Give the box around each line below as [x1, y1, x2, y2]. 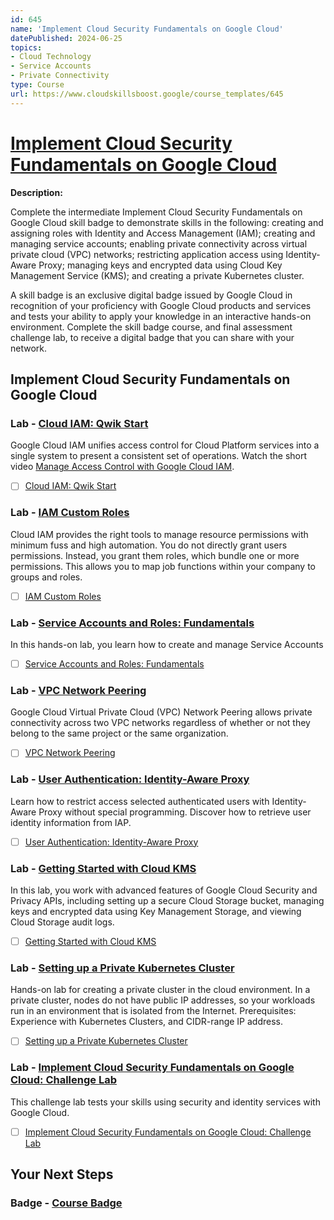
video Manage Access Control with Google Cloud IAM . [10, 461, 235, 473]
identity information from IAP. [10, 816, 132, 828]
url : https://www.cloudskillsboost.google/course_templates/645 [10, 89, 284, 99]
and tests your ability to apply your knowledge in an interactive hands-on [10, 310, 312, 322]
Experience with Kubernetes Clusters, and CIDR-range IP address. [10, 1016, 284, 1028]
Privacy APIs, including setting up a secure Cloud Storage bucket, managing [10, 895, 325, 907]
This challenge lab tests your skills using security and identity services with [10, 1096, 321, 1108]
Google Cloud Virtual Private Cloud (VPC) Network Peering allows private [10, 706, 313, 718]
